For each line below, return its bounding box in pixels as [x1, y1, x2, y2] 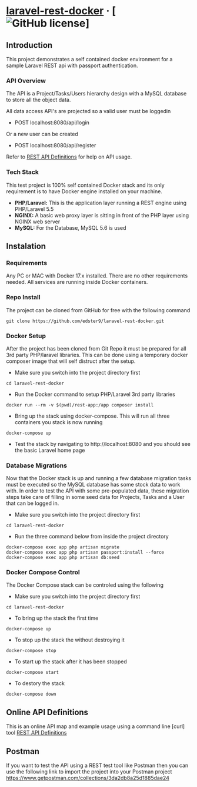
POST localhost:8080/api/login [14, 119, 90, 126]
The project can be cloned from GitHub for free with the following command [6, 306, 191, 313]
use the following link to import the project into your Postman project [6, 768, 172, 775]
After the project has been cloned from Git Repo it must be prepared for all [6, 345, 186, 352]
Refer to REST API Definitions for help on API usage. [6, 153, 132, 160]
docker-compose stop [6, 648, 57, 654]
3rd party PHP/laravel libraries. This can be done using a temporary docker [6, 351, 188, 358]
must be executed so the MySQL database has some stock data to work [6, 481, 181, 488]
